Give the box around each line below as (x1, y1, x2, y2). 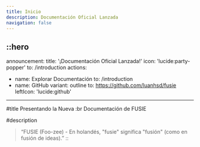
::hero (6, 42, 29, 52)
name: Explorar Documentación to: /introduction (14, 76, 133, 83)
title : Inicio (6, 8, 42, 15)
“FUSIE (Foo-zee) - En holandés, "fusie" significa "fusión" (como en (20, 129, 187, 136)
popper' (6, 64, 26, 71)
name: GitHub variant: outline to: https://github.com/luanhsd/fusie (14, 82, 177, 89)
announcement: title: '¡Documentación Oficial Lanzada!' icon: (6, 58, 156, 65)
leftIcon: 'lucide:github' (14, 88, 71, 95)
